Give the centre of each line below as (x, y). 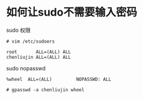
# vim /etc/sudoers (31, 41)
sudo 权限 (19, 30)
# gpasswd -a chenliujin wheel (45, 90)
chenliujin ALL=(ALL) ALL (38, 57)
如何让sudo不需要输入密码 (71, 12)
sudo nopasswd (26, 68)
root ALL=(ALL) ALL (38, 52)
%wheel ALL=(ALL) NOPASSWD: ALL (59, 79)
